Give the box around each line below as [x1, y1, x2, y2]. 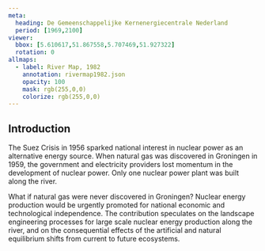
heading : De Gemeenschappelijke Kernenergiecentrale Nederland [15, 19, 228, 27]
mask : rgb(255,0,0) [22, 85, 87, 93]
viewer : [8, 33, 34, 42]
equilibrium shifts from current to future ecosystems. [8, 234, 180, 244]
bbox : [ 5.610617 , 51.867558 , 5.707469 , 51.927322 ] [15, 41, 176, 49]
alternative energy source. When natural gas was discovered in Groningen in [8, 151, 258, 161]
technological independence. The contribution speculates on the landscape [8, 209, 255, 219]
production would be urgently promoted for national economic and [8, 200, 225, 210]
